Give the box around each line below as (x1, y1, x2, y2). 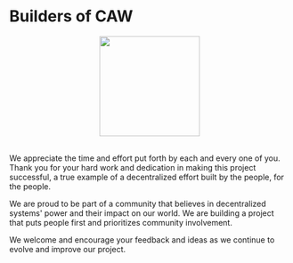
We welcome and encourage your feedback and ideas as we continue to (9, 234, 275, 245)
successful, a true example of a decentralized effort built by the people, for (9, 171, 285, 182)
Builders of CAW (9, 6, 134, 27)
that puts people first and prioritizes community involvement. (9, 217, 233, 227)
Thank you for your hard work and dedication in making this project (9, 162, 256, 172)
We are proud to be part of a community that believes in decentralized (9, 198, 267, 209)
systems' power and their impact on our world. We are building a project (9, 207, 274, 219)
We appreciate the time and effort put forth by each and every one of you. (9, 153, 281, 163)
